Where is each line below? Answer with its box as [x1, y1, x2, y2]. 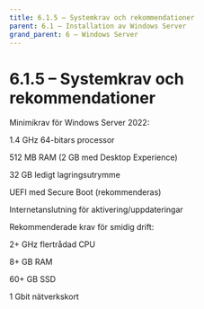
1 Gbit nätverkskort [9, 291, 79, 302]
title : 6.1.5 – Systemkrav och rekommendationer [9, 13, 195, 22]
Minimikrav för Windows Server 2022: [9, 118, 150, 128]
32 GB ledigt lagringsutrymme [9, 170, 121, 181]
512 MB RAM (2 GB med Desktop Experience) [9, 152, 178, 163]
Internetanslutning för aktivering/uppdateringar [9, 204, 184, 216]
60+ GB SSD [9, 274, 57, 285]
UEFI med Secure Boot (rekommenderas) [9, 187, 162, 198]
